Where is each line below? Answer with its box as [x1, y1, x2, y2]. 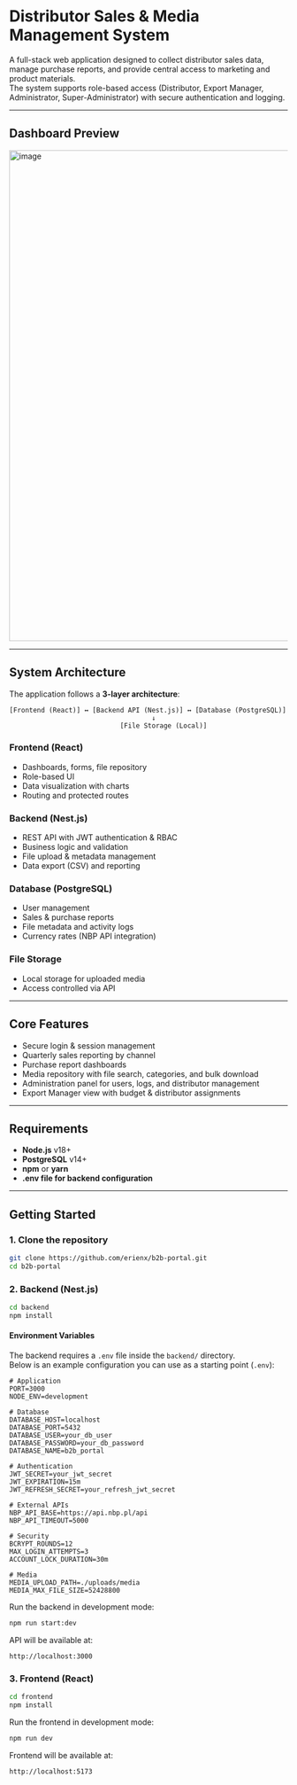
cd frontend [9, 1693, 53, 1702]
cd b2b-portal [9, 1261, 62, 1271]
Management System [9, 25, 171, 45]
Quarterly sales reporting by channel [21, 1049, 156, 1060]
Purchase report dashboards [21, 1059, 126, 1070]
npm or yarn [21, 1164, 69, 1174]
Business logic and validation [21, 842, 129, 853]
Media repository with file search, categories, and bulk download [21, 1068, 259, 1079]
